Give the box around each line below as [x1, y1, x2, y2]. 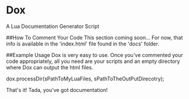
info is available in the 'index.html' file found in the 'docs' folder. [6, 40, 159, 47]
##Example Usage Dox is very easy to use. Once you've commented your [6, 51, 184, 58]
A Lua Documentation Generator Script [6, 23, 100, 30]
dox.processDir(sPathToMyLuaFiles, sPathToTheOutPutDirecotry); [6, 75, 164, 82]
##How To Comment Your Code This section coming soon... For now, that [6, 34, 183, 41]
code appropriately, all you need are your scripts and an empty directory [6, 58, 180, 65]
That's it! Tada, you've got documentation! [6, 86, 108, 93]
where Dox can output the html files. [6, 63, 93, 70]
